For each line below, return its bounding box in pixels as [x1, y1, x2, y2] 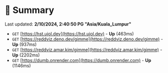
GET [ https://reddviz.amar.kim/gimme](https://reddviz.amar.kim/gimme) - [12, 46, 162, 52]
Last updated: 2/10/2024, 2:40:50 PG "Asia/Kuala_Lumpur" [5, 21, 132, 27]
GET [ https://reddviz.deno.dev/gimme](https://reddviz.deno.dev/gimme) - [12, 36, 163, 42]
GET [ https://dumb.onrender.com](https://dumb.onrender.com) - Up [12, 57, 151, 63]
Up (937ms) [12, 41, 37, 47]
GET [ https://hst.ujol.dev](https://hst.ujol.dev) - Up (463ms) [12, 30, 134, 36]
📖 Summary [5, 4, 54, 16]
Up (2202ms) [12, 52, 40, 58]
